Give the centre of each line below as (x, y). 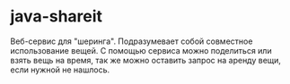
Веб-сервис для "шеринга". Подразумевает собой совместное (132, 41)
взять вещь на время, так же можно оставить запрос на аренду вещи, (146, 60)
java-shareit (56, 17)
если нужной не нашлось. (60, 70)
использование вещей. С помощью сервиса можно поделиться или (141, 50)
